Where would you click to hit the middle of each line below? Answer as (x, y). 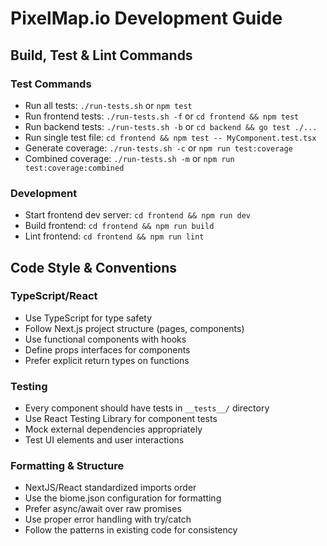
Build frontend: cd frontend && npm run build (119, 226)
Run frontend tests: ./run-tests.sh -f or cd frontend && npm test (162, 116)
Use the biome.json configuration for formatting (123, 498)
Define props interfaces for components (107, 349)
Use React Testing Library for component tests (121, 419)
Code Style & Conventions (94, 267)
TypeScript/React (54, 296)
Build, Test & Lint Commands (101, 55)
